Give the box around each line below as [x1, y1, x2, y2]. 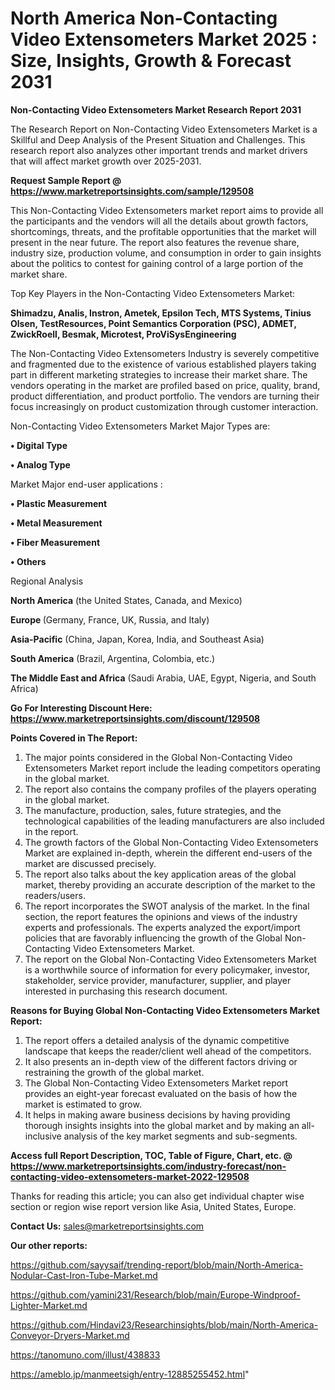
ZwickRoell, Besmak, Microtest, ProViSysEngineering [10, 328, 237, 340]
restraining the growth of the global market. [24, 1066, 205, 1078]
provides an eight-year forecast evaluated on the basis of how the [24, 1087, 298, 1099]
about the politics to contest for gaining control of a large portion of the [10, 257, 304, 269]
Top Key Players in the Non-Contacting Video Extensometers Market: [10, 287, 295, 299]
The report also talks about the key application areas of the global [24, 868, 297, 880]
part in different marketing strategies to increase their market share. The [10, 368, 308, 381]
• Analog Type [10, 458, 71, 471]
